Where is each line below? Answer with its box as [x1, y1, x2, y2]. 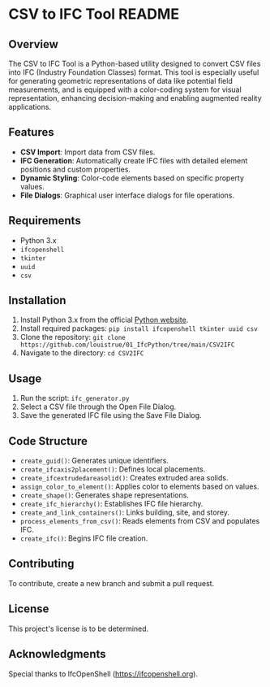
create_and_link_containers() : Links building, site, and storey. [19, 507, 229, 517]
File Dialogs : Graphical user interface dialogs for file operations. [19, 190, 235, 200]
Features [8, 125, 54, 139]
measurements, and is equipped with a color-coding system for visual [8, 85, 242, 94]
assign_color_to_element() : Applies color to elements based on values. [19, 481, 259, 492]
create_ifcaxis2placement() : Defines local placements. [19, 464, 206, 474]
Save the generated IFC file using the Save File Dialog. [19, 411, 202, 420]
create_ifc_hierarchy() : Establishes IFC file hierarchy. [19, 499, 204, 509]
